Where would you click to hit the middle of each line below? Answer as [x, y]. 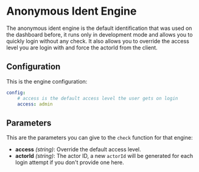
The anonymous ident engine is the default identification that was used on [99, 28]
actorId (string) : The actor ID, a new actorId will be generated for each [104, 156]
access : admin [35, 104]
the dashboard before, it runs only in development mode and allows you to [100, 34]
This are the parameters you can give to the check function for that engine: [100, 138]
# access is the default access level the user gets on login [98, 98]
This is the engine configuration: [47, 81]
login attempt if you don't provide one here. [69, 162]
